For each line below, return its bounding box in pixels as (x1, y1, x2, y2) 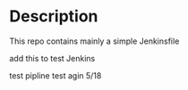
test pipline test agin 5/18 (9, 70, 102, 81)
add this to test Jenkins (9, 53, 96, 63)
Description (9, 6, 98, 27)
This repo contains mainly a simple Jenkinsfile (9, 36, 180, 46)
